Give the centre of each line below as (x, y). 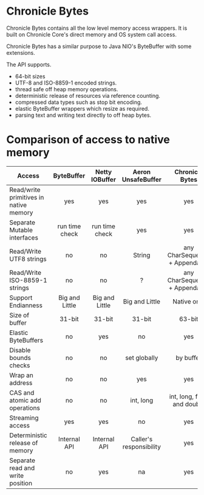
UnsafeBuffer (142, 179)
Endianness (26, 305)
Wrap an (21, 375)
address (21, 382)
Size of (19, 315)
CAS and (22, 392)
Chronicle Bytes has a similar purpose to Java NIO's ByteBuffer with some (99, 46)
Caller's (142, 439)
